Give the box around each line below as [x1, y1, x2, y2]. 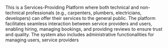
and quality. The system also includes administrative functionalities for [5, 32, 154, 37]
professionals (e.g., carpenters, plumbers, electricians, [25, 10, 142, 16]
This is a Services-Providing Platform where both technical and [5, 5, 139, 10]
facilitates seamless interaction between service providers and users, [5, 20, 153, 27]
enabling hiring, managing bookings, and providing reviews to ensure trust [5, 26, 163, 32]
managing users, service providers [5, 37, 79, 43]
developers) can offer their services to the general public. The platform [5, 15, 156, 21]
